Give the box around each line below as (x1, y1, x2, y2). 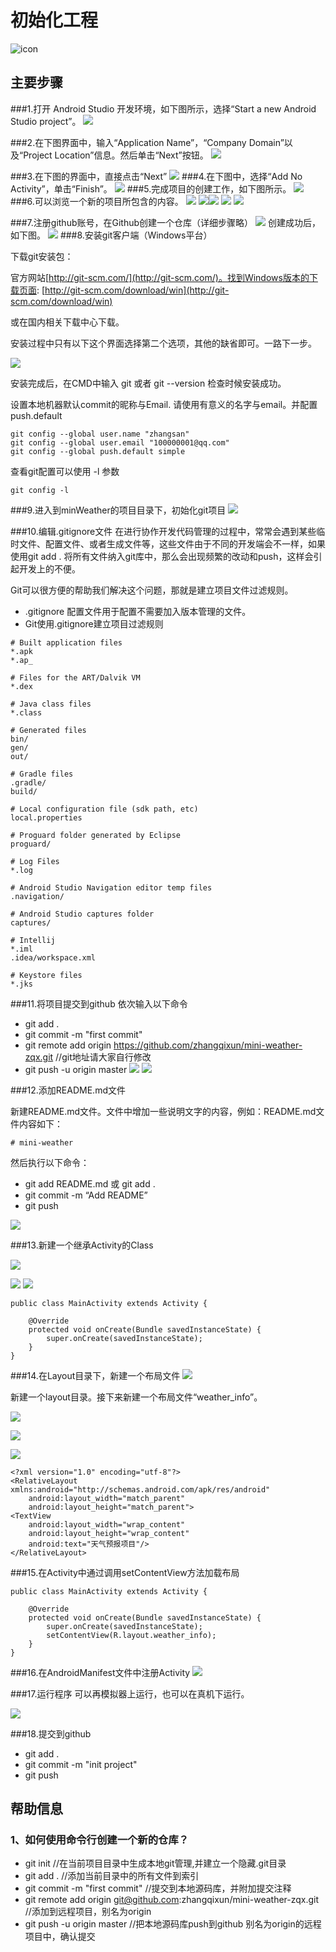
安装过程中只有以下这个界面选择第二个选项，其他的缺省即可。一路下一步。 (10, 337, 317, 349)
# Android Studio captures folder (10, 909, 155, 919)
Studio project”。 (10, 115, 82, 127)
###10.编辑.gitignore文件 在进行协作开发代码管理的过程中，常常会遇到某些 (10, 525, 317, 537)
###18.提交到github (10, 1727, 92, 1740)
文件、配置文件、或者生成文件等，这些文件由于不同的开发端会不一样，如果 (18, 537, 326, 550)
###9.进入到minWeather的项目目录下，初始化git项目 (10, 504, 227, 516)
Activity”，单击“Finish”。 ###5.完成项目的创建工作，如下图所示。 (10, 182, 292, 195)
